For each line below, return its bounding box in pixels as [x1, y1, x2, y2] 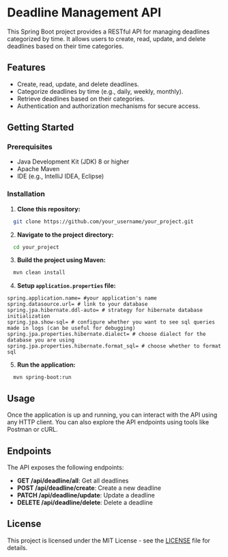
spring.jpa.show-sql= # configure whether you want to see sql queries [7, 319, 215, 326]
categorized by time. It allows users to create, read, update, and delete [7, 34, 206, 42]
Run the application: [16, 361, 76, 369]
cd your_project [13, 244, 59, 250]
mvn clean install [13, 269, 66, 276]
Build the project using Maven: [16, 256, 106, 264]
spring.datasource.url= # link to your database [7, 301, 148, 308]
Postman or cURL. [7, 426, 58, 434]
